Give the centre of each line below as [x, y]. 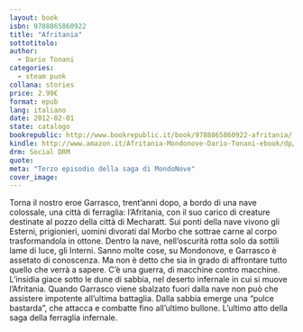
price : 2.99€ [34, 93]
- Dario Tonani [46, 60]
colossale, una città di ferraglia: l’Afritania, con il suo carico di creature [140, 212]
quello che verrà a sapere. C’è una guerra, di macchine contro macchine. [145, 270]
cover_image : [34, 177]
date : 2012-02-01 [42, 118]
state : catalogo [40, 127]
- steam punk [42, 77]
